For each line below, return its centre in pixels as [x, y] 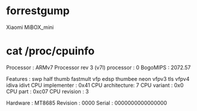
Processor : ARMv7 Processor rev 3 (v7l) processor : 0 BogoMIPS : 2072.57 [99, 67]
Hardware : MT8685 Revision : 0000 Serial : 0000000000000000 [87, 103]
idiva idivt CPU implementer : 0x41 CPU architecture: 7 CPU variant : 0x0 [95, 85]
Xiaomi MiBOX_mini [30, 27]
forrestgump [38, 11]
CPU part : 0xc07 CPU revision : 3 [47, 91]
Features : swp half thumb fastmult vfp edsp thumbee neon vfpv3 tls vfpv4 [98, 79]
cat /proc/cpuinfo [50, 51]
